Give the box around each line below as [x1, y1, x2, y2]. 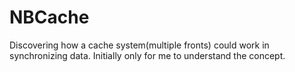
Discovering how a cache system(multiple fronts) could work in [9, 39, 270, 51]
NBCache [9, 6, 90, 29]
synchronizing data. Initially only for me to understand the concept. [9, 49, 286, 61]
